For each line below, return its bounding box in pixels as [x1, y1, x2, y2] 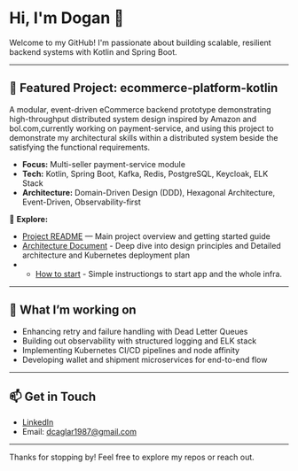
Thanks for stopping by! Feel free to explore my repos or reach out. [9, 452, 255, 463]
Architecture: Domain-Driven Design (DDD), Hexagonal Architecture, [21, 187, 276, 197]
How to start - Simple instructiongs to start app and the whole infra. [35, 268, 282, 279]
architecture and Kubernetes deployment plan [21, 250, 191, 260]
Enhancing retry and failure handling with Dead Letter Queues [21, 326, 248, 336]
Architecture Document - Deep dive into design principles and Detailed [21, 240, 281, 251]
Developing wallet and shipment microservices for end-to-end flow [21, 354, 268, 365]
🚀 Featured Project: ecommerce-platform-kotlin [9, 81, 278, 96]
